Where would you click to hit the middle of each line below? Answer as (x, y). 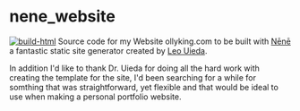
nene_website (63, 17)
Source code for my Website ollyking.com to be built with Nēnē (174, 41)
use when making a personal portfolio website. (95, 97)
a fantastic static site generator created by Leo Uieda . (108, 50)
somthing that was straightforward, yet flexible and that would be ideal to (144, 87)
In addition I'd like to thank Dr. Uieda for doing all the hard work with (134, 68)
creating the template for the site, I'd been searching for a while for (133, 77)
